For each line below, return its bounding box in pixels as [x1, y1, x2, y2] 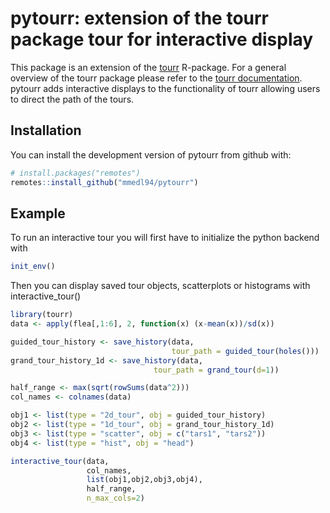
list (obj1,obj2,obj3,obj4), [86, 475, 203, 485]
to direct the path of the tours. [10, 93, 135, 105]
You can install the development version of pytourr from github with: [10, 148, 292, 161]
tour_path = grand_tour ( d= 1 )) [153, 365, 280, 375]
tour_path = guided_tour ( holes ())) [171, 346, 320, 356]
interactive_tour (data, [10, 456, 110, 466]
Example [10, 205, 66, 222]
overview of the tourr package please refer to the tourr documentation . [10, 72, 303, 84]
